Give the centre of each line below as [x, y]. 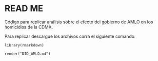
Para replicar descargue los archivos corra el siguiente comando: [70, 36]
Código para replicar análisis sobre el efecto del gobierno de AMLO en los [79, 22]
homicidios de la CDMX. [29, 27]
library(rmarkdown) [24, 45]
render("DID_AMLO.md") [28, 54]
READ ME [24, 8]
